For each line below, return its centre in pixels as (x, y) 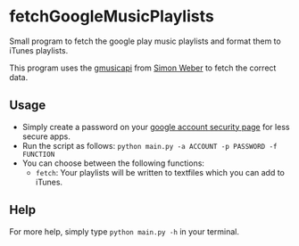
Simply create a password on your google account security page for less (156, 127)
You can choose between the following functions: (113, 163)
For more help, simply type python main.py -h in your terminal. (124, 231)
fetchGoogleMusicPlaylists (112, 16)
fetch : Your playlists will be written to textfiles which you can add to (160, 172)
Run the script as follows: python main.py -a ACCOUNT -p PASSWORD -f (149, 145)
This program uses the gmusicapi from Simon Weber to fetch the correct (143, 68)
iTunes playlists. (39, 50)
